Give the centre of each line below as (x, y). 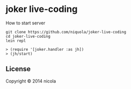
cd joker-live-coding (28, 36)
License (18, 69)
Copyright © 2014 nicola (31, 81)
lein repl (16, 41)
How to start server (25, 23)
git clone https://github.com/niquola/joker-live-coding (66, 32)
